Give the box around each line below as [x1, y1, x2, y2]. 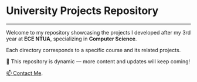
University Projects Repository [6, 4, 159, 18]
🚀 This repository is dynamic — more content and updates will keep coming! [6, 57, 191, 65]
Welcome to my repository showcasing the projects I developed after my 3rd [6, 29, 191, 36]
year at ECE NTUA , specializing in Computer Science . [6, 35, 137, 42]
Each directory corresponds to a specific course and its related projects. [6, 46, 181, 53]
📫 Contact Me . [6, 69, 43, 77]
